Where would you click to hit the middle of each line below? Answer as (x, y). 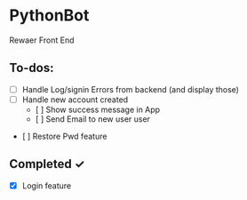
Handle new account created (75, 100)
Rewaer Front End (42, 40)
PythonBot (49, 16)
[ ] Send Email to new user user (93, 119)
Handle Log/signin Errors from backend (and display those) (131, 89)
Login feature (47, 185)
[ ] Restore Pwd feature (64, 136)
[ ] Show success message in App (98, 109)
